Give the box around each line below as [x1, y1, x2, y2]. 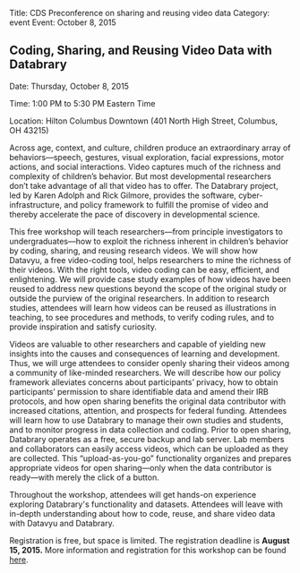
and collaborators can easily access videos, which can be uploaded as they [9, 443, 289, 454]
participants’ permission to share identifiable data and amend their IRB [9, 386, 269, 397]
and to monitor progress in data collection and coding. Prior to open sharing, [9, 424, 292, 435]
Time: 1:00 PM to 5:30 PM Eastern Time [9, 98, 156, 108]
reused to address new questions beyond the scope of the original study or [9, 283, 287, 294]
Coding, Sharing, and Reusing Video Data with [9, 43, 273, 58]
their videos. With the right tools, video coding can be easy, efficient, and [9, 264, 280, 275]
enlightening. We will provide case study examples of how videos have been [9, 273, 291, 285]
